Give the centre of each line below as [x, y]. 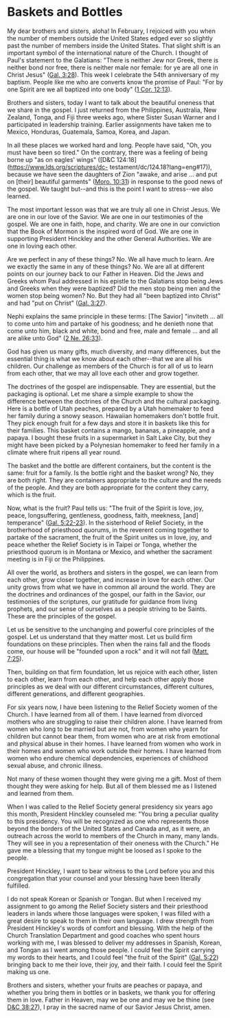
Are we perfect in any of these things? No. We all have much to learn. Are [111, 259]
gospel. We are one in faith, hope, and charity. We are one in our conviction [114, 224]
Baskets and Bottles [65, 12]
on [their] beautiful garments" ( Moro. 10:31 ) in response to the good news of [115, 181]
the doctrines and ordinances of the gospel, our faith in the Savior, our [106, 594]
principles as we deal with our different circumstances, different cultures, [111, 686]
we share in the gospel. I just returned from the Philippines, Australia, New [112, 110]
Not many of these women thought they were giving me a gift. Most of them [114, 778]
